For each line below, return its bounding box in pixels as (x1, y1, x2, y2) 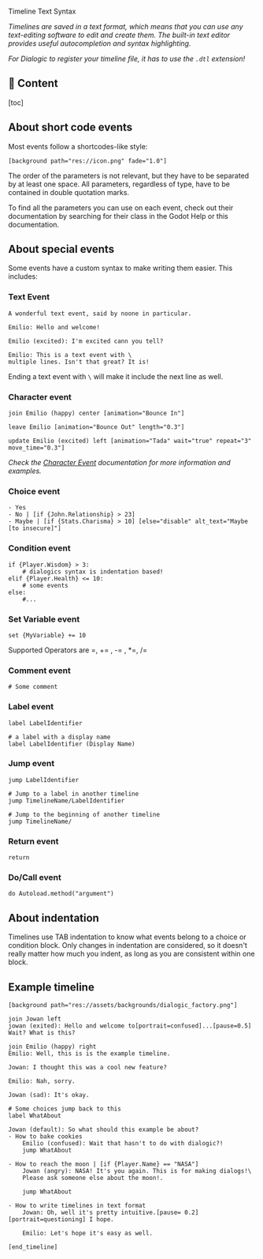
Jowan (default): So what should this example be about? (8, 1126, 199, 1134)
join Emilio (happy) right (8, 1043, 97, 1051)
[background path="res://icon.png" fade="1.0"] (8, 156, 168, 165)
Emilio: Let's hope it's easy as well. (22, 1230, 154, 1238)
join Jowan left (8, 1015, 61, 1024)
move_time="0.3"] (8, 444, 65, 452)
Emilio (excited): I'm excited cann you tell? (8, 337, 164, 345)
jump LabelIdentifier (8, 776, 80, 784)
